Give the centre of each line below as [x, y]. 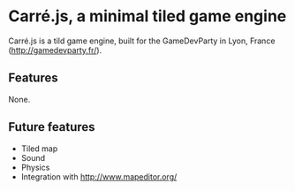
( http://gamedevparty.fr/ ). [55, 50]
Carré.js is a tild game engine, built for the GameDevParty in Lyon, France [142, 41]
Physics [35, 167]
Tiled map [39, 149]
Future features [52, 127]
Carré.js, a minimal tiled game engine [147, 16]
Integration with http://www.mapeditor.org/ [99, 176]
